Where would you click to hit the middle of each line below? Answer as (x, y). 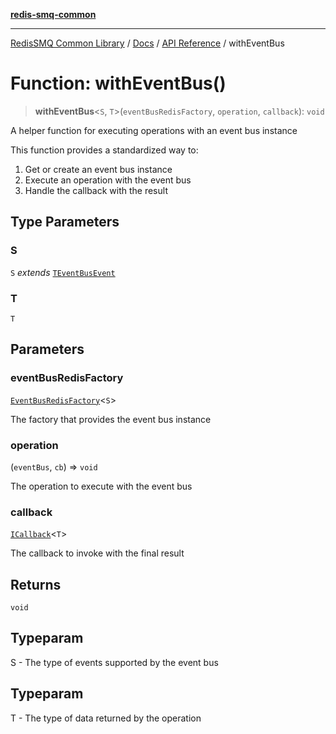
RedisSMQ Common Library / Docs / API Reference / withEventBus (147, 43)
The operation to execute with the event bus (101, 486)
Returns (36, 584)
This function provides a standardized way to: (104, 150)
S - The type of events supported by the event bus (114, 662)
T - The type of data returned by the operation (106, 718)
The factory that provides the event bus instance (111, 419)
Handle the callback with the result (96, 190)
